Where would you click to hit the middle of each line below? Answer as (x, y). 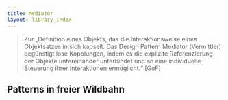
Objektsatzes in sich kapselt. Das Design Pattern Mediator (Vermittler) (122, 46)
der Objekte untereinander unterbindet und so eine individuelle (112, 61)
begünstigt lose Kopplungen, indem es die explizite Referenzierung (118, 53)
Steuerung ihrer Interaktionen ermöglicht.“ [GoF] (92, 68)
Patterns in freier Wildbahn (66, 89)
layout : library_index (39, 20)
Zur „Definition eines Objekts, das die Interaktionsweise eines (110, 39)
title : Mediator (30, 13)
